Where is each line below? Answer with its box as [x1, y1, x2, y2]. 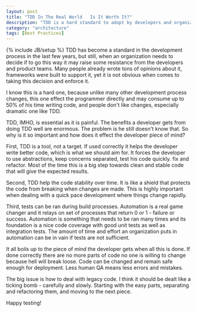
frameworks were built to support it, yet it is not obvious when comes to [6, 72, 180, 79]
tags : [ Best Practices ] [6, 30, 64, 36]
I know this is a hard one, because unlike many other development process [6, 89, 187, 96]
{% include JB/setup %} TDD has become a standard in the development [6, 46, 183, 53]
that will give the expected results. [6, 168, 89, 175]
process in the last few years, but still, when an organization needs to [6, 53, 174, 60]
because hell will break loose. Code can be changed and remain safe [6, 258, 173, 265]
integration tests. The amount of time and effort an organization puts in [6, 228, 177, 235]
